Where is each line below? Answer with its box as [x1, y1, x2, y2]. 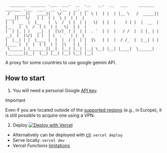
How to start [5, 74, 45, 83]
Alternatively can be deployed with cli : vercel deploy [12, 131, 123, 138]
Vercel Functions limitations [12, 142, 70, 148]
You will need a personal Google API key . [12, 87, 98, 93]
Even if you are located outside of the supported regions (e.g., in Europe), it [5, 107, 162, 113]
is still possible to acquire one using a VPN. [5, 112, 95, 118]
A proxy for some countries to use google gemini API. [5, 59, 117, 65]
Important [5, 97, 26, 103]
